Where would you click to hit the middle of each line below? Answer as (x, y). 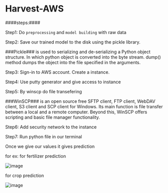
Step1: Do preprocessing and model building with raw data (66, 32)
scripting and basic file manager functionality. (53, 117)
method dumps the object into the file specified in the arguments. (73, 62)
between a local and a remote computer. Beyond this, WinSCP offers (76, 112)
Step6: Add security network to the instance (51, 127)
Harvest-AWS (34, 9)
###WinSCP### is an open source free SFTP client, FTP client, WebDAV (80, 101)
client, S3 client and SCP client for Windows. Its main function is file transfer (84, 106)
